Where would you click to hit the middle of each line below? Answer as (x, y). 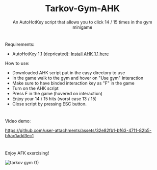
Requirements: (20, 44)
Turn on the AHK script (35, 88)
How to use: (17, 64)
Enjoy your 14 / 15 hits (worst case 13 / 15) (54, 99)
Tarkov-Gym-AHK (82, 9)
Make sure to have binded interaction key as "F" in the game (73, 83)
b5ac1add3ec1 (19, 136)
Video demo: (18, 121)
